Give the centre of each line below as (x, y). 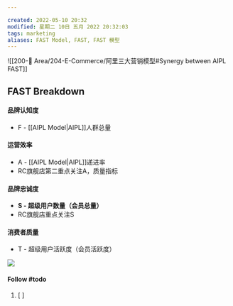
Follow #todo (27, 279)
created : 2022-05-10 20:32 (47, 20)
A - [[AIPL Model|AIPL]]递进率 (61, 162)
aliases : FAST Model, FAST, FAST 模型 (64, 40)
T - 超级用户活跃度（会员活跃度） (66, 249)
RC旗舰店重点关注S (46, 214)
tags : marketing (31, 33)
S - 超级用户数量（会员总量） (60, 206)
